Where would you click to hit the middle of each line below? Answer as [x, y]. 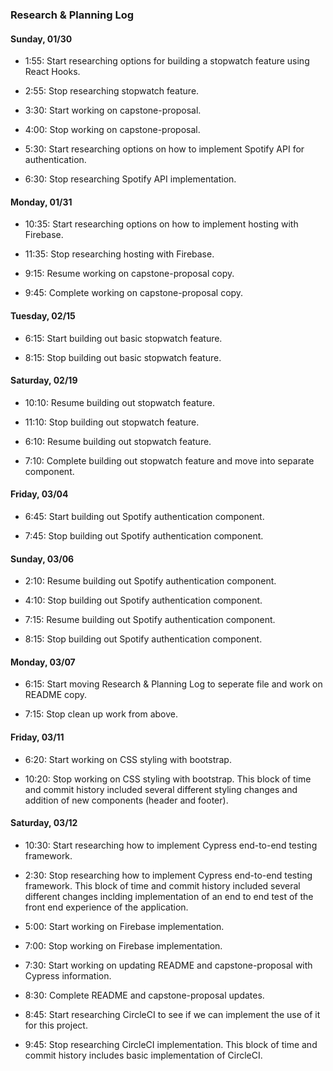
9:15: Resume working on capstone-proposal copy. [129, 274]
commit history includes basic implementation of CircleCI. [143, 1055]
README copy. [55, 695]
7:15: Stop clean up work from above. [101, 714]
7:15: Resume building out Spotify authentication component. [150, 620]
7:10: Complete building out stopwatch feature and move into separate [169, 460]
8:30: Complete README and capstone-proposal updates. [144, 995]
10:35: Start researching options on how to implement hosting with [161, 224]
